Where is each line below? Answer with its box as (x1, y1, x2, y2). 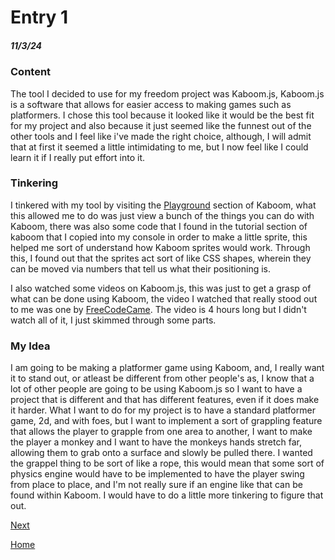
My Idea (10, 339, 51, 353)
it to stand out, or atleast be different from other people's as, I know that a (10, 372, 315, 385)
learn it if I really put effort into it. (10, 151, 145, 163)
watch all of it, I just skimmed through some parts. (10, 314, 217, 326)
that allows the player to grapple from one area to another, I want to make (10, 426, 313, 438)
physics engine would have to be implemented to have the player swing (10, 468, 305, 480)
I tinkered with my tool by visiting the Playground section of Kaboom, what (10, 199, 317, 211)
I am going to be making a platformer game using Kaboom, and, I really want (10, 362, 325, 374)
